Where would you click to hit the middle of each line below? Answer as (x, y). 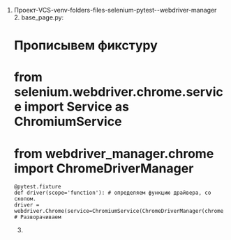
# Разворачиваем (37, 217)
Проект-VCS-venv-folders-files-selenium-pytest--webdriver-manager (115, 10)
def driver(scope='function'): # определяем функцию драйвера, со (112, 193)
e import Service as (71, 107)
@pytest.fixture (37, 187)
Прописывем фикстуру (86, 46)
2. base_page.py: (39, 17)
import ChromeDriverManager (104, 168)
